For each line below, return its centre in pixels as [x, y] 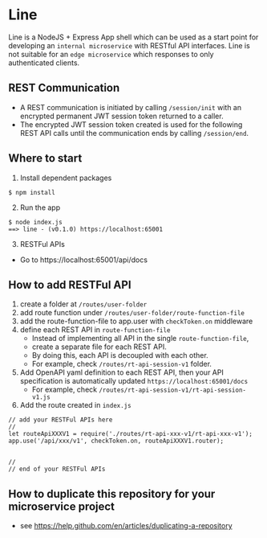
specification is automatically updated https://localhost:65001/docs [134, 381]
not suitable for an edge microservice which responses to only [111, 54]
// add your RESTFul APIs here [61, 420]
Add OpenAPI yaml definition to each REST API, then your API [122, 372]
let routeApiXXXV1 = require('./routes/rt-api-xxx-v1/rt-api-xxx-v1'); [130, 434]
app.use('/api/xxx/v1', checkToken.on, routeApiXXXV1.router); [116, 441]
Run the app [40, 207]
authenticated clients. [44, 63]
